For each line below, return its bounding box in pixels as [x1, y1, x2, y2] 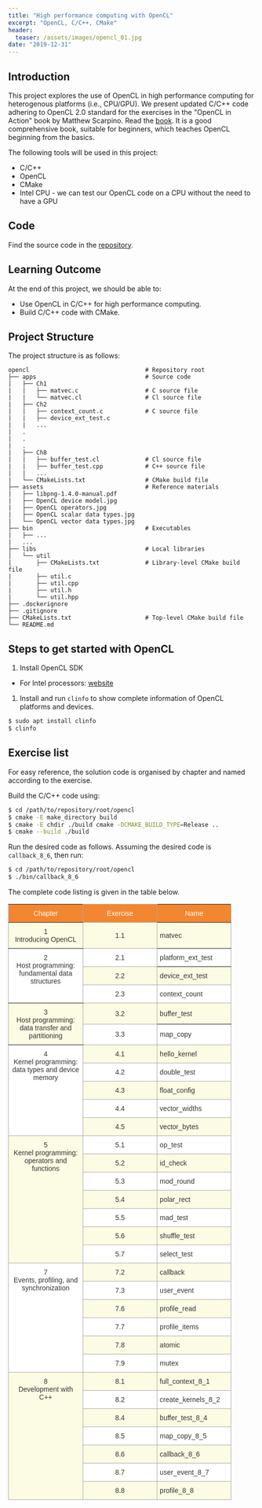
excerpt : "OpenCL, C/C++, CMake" [8, 19, 118, 27]
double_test [159, 1067, 196, 1076]
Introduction [8, 70, 71, 83]
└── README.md [8, 621, 55, 629]
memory [33, 1073, 59, 1082]
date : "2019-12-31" [8, 41, 72, 49]
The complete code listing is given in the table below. [8, 887, 180, 897]
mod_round [159, 1177, 195, 1185]
